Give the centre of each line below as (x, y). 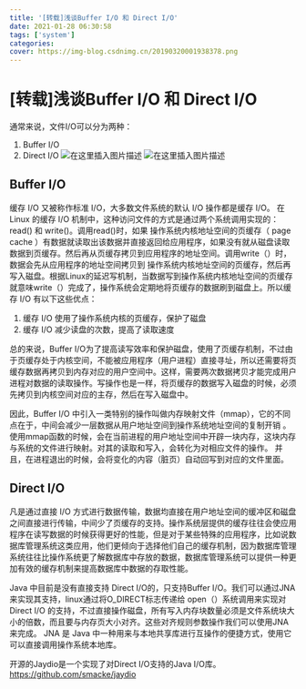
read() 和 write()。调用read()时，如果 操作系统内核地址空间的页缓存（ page (150, 230)
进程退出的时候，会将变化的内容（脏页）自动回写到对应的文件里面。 (161, 459)
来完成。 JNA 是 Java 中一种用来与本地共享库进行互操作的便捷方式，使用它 (151, 633)
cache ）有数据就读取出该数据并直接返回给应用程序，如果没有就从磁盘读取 (150, 241)
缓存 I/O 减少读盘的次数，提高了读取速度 (98, 329)
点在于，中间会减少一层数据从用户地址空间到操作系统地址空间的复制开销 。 (150, 425)
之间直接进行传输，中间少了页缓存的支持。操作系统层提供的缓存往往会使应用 (153, 522)
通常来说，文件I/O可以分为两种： (71, 127)
